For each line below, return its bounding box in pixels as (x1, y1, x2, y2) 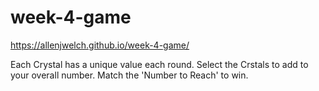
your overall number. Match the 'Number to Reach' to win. (10, 69, 249, 81)
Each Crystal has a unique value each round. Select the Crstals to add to (10, 58, 309, 70)
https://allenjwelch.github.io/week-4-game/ (10, 39, 190, 51)
